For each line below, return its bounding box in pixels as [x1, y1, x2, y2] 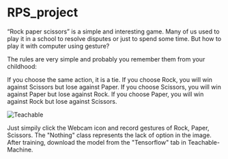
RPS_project [7, 5, 79, 20]
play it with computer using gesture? [7, 42, 110, 50]
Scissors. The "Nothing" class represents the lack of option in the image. [7, 131, 212, 139]
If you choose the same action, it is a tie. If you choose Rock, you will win [7, 75, 213, 83]
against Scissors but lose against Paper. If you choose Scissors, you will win [7, 83, 222, 91]
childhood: [7, 62, 38, 70]
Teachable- [187, 138, 220, 146]
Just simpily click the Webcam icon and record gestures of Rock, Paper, [7, 124, 210, 132]
